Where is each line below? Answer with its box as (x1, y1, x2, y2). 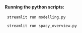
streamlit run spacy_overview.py (7, 24, 77, 29)
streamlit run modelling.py (7, 15, 66, 20)
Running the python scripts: (5, 4, 65, 10)
